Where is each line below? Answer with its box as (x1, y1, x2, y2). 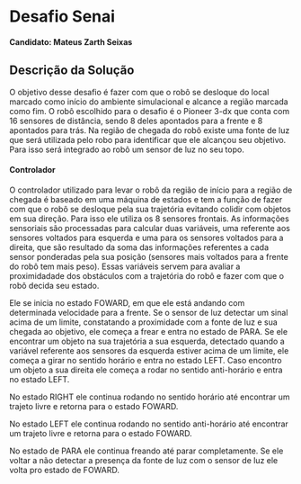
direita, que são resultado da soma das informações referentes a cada (9, 241, 270, 253)
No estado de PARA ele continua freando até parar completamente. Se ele (9, 445, 284, 456)
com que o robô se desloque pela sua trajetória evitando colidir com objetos (9, 203, 292, 214)
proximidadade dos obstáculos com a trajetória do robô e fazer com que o (9, 270, 285, 281)
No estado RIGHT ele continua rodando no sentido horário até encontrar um (9, 391, 290, 402)
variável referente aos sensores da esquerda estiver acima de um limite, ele (9, 345, 289, 356)
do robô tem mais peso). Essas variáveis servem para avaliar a (9, 261, 241, 272)
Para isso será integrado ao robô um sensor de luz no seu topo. (9, 144, 244, 155)
